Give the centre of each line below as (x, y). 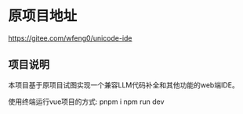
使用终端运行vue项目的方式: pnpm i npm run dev (86, 102)
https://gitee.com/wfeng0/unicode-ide (70, 38)
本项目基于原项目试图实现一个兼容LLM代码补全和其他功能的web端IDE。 (123, 85)
